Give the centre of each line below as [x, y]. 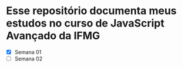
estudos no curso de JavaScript [85, 23]
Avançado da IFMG [53, 36]
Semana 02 [28, 59]
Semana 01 [28, 52]
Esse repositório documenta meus [92, 11]
